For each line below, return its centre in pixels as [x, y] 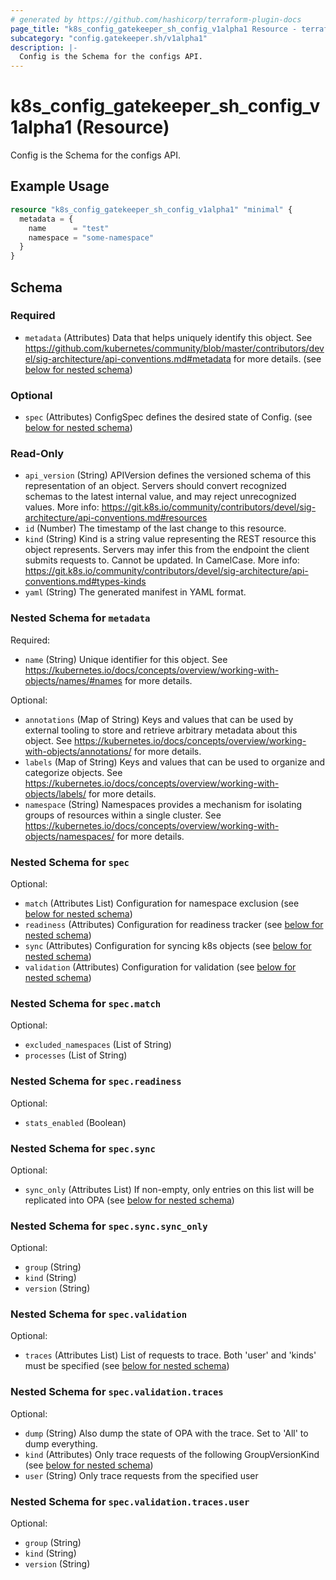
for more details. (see [277, 358]
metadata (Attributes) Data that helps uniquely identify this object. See [168, 337]
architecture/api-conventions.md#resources [116, 518]
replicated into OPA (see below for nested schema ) [129, 1200]
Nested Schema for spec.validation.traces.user [130, 1501]
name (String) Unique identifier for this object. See [126, 659]
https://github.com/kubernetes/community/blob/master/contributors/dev [174, 348]
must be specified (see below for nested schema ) [127, 1366]
